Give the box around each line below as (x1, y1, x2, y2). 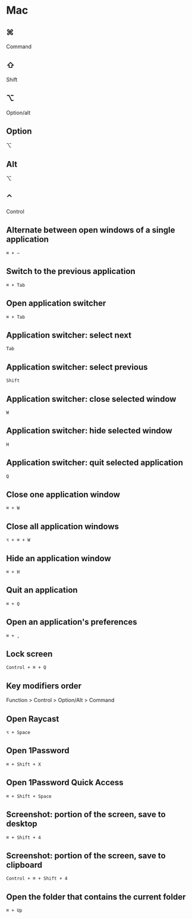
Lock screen (6, 649, 53, 659)
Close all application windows (6, 521, 119, 531)
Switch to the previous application (6, 266, 136, 276)
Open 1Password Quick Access (6, 778, 124, 788)
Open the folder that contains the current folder (6, 892, 186, 902)
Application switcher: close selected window (6, 394, 177, 404)
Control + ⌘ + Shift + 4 (6, 876, 68, 882)
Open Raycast (6, 714, 59, 724)
